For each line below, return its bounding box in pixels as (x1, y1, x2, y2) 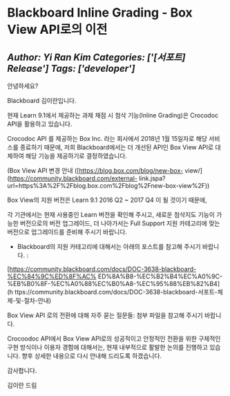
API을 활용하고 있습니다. (7, 120, 73, 128)
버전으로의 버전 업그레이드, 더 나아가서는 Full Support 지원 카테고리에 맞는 (19, 219, 220, 227)
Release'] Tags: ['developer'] (7, 62, 135, 74)
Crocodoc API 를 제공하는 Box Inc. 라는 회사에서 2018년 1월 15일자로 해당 (7, 135, 207, 142)
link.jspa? (139, 174, 166, 182)
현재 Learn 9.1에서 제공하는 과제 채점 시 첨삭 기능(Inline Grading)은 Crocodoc (7, 111, 219, 119)
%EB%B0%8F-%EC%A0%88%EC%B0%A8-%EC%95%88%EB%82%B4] (7, 280, 220, 287)
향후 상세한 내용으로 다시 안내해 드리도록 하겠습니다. (21, 352, 162, 360)
